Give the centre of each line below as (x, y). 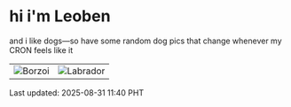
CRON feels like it (41, 50)
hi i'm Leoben (60, 16)
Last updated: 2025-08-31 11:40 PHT (77, 92)
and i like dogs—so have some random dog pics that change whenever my (145, 41)
